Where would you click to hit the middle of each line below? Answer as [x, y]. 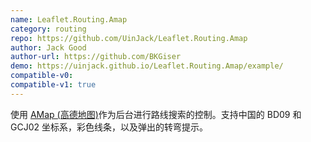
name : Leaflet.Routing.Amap [69, 19]
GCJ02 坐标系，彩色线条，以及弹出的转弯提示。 [109, 127]
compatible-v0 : [42, 76]
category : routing [48, 29]
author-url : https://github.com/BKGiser [96, 57]
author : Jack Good [48, 47]
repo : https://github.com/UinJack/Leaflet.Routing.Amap [129, 38]
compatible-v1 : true [53, 85]
